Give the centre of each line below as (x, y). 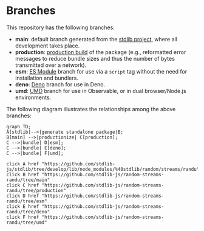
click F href (23, 217)
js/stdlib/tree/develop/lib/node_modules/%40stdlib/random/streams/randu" (103, 169)
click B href (23, 174)
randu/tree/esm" (27, 201)
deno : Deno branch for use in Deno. (60, 84)
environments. (33, 97)
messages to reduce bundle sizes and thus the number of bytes (95, 58)
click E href (23, 206)
